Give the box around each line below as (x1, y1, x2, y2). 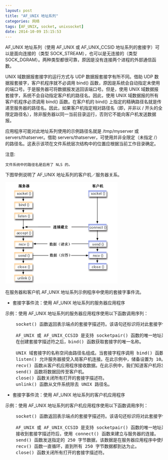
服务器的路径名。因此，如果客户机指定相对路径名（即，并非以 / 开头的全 (13, 105, 162, 111)
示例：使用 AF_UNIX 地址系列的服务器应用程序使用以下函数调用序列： (5, 311, 148, 317)
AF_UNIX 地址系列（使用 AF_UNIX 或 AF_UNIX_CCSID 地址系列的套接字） (5, 44, 155, 50)
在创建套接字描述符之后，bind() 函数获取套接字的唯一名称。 (15, 339, 144, 345)
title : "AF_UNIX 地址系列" (5, 13, 58, 19)
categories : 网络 (5, 19, 40, 24)
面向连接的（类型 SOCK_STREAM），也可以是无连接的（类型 (13, 51, 137, 57)
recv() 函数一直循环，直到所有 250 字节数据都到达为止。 (15, 443, 139, 449)
